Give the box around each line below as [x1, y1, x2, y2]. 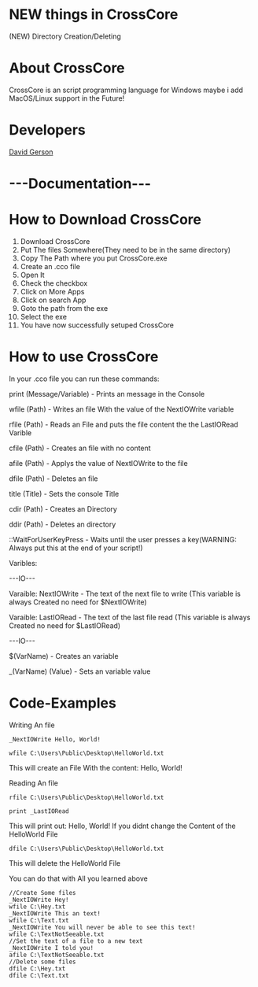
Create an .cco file [20, 261, 81, 271]
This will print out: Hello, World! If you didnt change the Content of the [9, 821, 236, 830]
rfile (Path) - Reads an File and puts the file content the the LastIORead [9, 420, 238, 429]
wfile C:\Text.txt [9, 916, 69, 924]
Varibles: [9, 558, 38, 567]
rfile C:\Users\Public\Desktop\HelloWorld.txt [9, 793, 164, 801]
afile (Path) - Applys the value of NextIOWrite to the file [9, 458, 188, 468]
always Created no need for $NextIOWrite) [9, 597, 148, 607]
